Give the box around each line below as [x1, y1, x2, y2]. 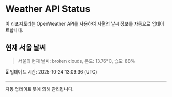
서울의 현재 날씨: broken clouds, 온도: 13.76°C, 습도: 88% [17, 58, 135, 64]
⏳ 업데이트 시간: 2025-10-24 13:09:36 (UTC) [5, 68, 97, 75]
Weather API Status [5, 3, 91, 15]
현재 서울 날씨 [5, 43, 46, 52]
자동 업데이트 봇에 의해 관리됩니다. [5, 86, 74, 92]
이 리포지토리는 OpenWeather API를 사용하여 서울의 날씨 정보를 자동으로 [5, 20, 151, 27]
